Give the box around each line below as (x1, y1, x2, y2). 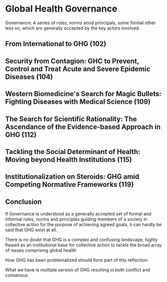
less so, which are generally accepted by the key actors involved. (5, 25, 140, 31)
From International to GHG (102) (5, 40, 106, 48)
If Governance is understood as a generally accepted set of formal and (5, 211, 151, 217)
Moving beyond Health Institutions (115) (5, 155, 132, 164)
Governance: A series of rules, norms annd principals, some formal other (5, 20, 156, 26)
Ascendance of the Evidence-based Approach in (5, 122, 161, 131)
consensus (5, 272, 28, 278)
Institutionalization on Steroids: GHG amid (5, 172, 139, 181)
